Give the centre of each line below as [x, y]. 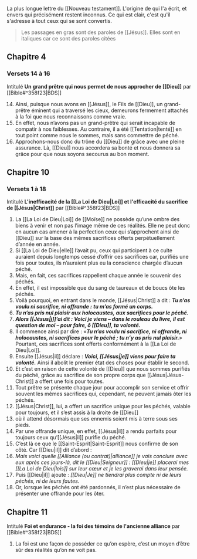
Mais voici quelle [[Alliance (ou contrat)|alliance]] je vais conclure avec [101, 456]
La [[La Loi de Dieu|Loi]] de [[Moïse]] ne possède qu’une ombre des [97, 219]
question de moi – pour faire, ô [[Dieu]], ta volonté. [78, 326]
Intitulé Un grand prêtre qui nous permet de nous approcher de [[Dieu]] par [99, 86]
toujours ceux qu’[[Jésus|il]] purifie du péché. [71, 438]
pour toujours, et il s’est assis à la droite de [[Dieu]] [77, 412]
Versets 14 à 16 [28, 74]
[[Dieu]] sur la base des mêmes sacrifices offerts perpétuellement [95, 238]
